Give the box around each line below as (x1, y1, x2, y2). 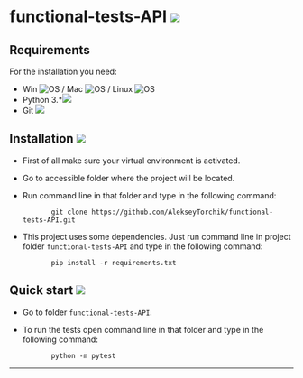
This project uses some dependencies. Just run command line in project (22, 231, 291, 242)
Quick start (9, 282, 74, 299)
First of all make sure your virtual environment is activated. (22, 155, 241, 166)
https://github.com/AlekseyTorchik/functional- (91, 207, 273, 217)
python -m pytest (50, 351, 116, 360)
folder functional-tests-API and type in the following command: (22, 241, 263, 252)
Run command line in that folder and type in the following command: (22, 189, 277, 200)
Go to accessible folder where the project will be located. (22, 172, 235, 183)
